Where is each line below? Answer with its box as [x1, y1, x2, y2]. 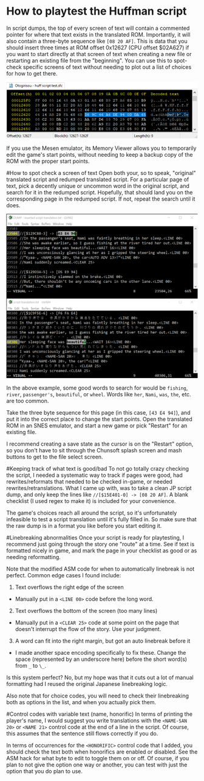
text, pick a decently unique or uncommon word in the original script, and [6, 182, 190, 190]
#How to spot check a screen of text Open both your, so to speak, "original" [6, 169, 196, 177]
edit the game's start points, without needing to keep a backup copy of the [6, 151, 193, 159]
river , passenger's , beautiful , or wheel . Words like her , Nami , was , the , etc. [6, 390, 191, 398]
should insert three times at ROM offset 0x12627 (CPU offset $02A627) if [6, 44, 189, 51]
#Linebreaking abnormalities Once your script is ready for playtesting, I [6, 533, 185, 541]
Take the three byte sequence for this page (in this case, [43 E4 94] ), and [6, 408, 191, 416]
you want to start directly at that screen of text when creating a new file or [6, 50, 192, 57]
